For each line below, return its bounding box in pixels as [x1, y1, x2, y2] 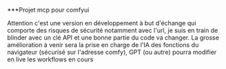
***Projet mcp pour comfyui [7, 6, 90, 14]
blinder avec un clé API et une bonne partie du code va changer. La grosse [7, 33, 219, 42]
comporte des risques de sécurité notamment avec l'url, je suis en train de [7, 27, 218, 34]
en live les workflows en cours [7, 55, 94, 64]
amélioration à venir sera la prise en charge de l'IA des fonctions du [7, 41, 199, 49]
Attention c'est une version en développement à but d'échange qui [7, 19, 196, 27]
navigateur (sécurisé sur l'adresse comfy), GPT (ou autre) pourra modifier [7, 48, 217, 56]
